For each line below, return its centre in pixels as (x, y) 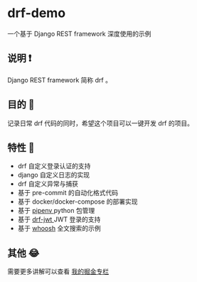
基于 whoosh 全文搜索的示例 (59, 229)
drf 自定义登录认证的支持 (54, 166)
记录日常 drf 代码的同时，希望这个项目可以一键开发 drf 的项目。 (101, 123)
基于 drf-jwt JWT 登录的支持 (59, 219)
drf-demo (37, 13)
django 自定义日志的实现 (54, 175)
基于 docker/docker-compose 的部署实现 (78, 202)
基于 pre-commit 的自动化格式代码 (68, 193)
